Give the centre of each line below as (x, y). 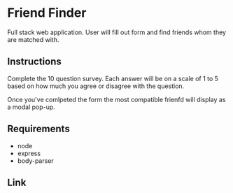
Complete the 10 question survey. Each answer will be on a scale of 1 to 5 (113, 78)
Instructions (34, 62)
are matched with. (33, 39)
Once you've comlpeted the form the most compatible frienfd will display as (116, 99)
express (29, 153)
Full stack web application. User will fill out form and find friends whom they (116, 32)
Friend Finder (47, 13)
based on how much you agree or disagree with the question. (96, 86)
